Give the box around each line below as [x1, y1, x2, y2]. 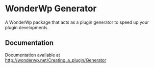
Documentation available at [5, 52, 60, 58]
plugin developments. [5, 24, 49, 30]
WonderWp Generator [5, 3, 97, 14]
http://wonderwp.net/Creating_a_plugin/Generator [5, 57, 106, 63]
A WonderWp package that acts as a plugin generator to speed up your [5, 19, 149, 25]
